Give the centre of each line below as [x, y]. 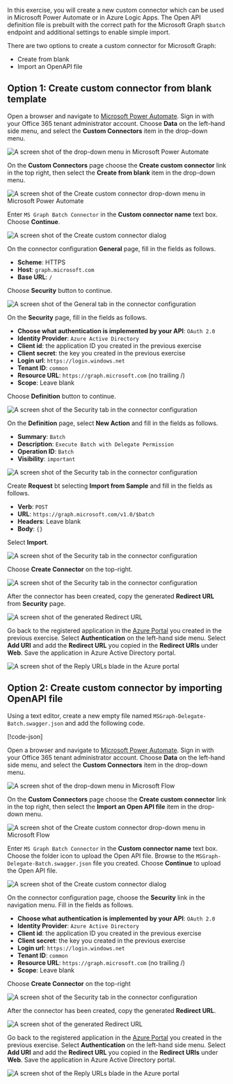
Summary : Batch [41, 436]
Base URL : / [35, 277]
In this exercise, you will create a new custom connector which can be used [116, 10]
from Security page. [37, 603]
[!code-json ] [25, 736]
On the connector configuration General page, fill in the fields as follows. [112, 248]
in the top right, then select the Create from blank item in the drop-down [111, 173]
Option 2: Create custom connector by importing [115, 688]
